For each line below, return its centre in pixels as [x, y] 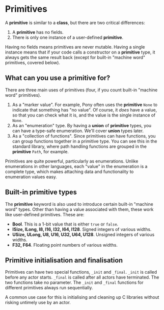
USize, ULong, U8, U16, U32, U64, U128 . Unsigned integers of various [83, 234]
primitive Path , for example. [40, 151]
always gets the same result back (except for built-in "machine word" [75, 57]
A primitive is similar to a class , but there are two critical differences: [75, 23]
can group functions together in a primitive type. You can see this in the [84, 141]
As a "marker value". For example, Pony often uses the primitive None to [85, 105]
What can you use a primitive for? [58, 78]
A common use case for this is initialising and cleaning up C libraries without [82, 297]
